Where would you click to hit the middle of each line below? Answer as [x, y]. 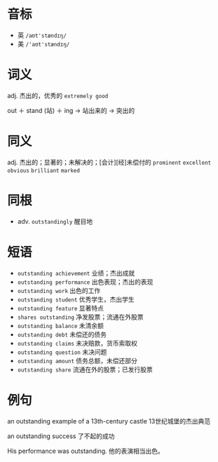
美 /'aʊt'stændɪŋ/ [43, 43]
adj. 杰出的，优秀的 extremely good [58, 95]
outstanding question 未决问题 [62, 352]
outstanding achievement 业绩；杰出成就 [76, 273]
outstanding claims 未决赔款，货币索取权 [77, 343]
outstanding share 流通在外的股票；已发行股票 [85, 369]
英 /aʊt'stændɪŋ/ [42, 35]
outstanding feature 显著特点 [60, 308]
